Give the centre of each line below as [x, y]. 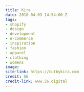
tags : [11, 19]
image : [12, 67]
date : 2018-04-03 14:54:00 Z [36, 15]
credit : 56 [17, 77]
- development [20, 34]
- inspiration [20, 43]
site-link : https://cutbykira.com [42, 72]
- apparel [16, 53]
